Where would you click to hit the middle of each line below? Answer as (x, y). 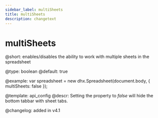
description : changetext (31, 19)
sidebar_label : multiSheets (34, 10)
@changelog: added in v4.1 (33, 111)
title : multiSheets (25, 14)
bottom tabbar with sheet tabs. (37, 101)
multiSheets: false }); (26, 86)
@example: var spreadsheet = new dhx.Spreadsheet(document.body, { (78, 81)
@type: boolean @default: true (36, 71)
